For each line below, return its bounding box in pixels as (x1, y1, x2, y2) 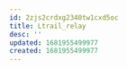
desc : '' (9, 30, 42, 39)
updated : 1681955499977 (9, 38, 99, 47)
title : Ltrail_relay (9, 22, 87, 30)
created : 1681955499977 (9, 47, 99, 56)
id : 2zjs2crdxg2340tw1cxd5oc (9, 13, 119, 22)
